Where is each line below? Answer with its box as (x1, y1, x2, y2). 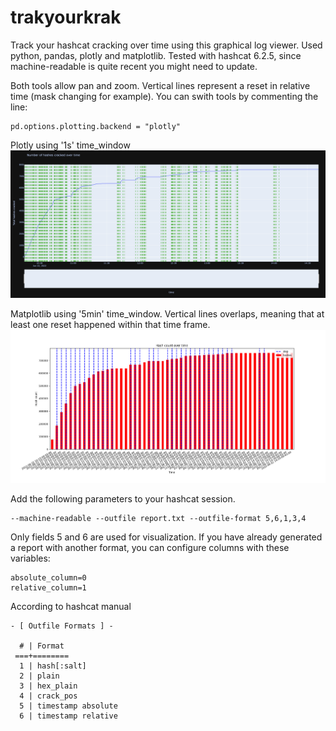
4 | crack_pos (19, 691, 78, 701)
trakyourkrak (10, 6, 122, 29)
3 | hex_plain (19, 681, 78, 691)
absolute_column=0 (10, 573, 87, 583)
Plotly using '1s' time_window (10, 139, 131, 151)
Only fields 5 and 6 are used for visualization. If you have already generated (10, 531, 323, 543)
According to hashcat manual (10, 601, 132, 613)
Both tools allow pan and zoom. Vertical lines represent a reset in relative (10, 79, 311, 91)
